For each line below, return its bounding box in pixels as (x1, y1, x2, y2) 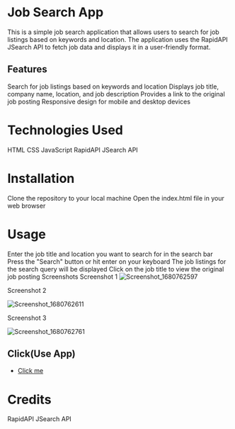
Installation (7, 170, 75, 186)
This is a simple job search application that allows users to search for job (7, 28, 219, 36)
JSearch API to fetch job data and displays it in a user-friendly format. (7, 43, 211, 51)
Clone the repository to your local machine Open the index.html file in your (7, 194, 224, 202)
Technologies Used (7, 122, 124, 138)
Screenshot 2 (7, 286, 47, 294)
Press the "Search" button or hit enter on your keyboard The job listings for (7, 257, 227, 266)
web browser (7, 201, 46, 210)
